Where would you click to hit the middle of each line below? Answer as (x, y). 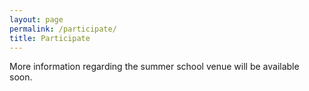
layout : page (36, 19)
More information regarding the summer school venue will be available (154, 67)
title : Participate (50, 38)
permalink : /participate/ (63, 29)
